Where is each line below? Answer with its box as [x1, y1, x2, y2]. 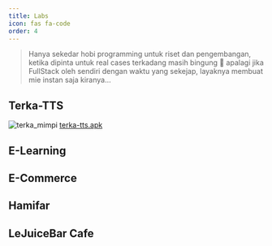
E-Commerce [8, 171, 77, 185]
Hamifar [8, 199, 50, 213]
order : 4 [8, 27, 38, 35]
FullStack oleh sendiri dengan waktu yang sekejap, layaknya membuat [28, 67, 264, 76]
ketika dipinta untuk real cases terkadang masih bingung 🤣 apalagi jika [28, 58, 264, 67]
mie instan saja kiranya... [28, 75, 111, 85]
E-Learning [8, 144, 67, 158]
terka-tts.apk [59, 120, 103, 130]
